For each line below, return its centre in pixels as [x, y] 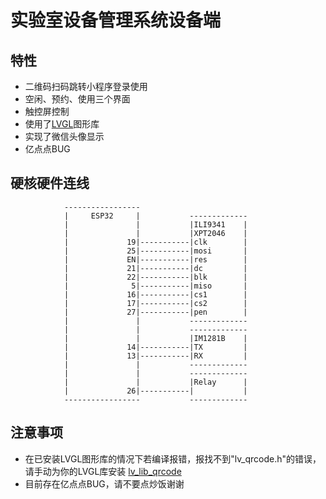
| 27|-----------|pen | [155, 312]
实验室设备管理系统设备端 [116, 20]
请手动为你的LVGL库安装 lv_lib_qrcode [103, 471]
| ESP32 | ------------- [155, 216]
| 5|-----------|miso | [155, 286]
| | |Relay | [155, 382]
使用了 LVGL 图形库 [62, 124]
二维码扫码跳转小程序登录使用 [86, 86]
